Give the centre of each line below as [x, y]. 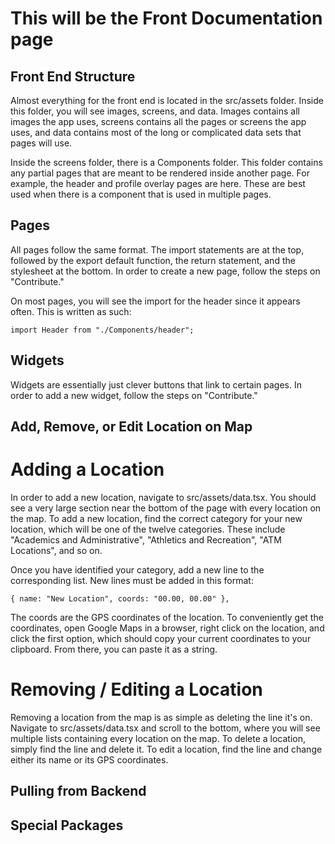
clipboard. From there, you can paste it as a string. [114, 649]
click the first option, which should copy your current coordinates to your [161, 638]
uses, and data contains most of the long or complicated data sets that [156, 132]
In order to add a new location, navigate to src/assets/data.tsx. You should [163, 497]
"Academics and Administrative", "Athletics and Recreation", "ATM [146, 539]
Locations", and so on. [56, 550]
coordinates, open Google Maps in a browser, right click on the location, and [167, 628]
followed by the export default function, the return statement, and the [153, 260]
